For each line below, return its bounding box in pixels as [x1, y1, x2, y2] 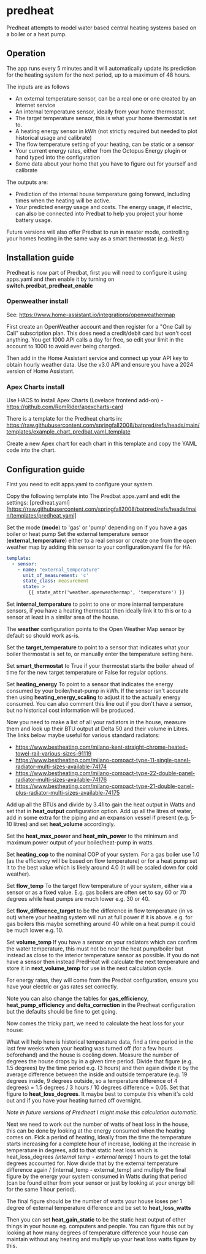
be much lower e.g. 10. [6, 927, 64, 934]
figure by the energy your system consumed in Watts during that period [6, 1172, 187, 1180]
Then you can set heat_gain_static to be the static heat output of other [6, 1216, 186, 1223]
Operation [6, 48, 46, 59]
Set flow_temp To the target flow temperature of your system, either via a [6, 882, 193, 890]
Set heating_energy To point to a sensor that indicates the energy [6, 681, 174, 688]
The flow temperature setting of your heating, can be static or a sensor [15, 140, 195, 148]
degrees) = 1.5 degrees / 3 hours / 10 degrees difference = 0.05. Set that [6, 1084, 189, 1092]
